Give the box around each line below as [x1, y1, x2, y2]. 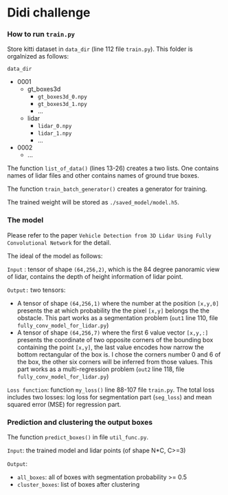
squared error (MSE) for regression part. [7, 400, 122, 408]
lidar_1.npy [37, 130, 72, 137]
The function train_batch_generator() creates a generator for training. [7, 185, 207, 193]
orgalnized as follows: [7, 52, 69, 61]
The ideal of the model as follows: [7, 251, 103, 260]
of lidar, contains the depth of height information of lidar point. [7, 272, 183, 280]
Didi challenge [7, 5, 91, 21]
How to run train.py [7, 30, 76, 39]
